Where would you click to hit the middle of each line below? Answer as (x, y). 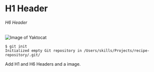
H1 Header (26, 9)
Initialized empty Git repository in (44, 51)
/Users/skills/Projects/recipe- (117, 51)
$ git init (16, 47)
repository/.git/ (23, 55)
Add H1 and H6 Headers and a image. (43, 64)
